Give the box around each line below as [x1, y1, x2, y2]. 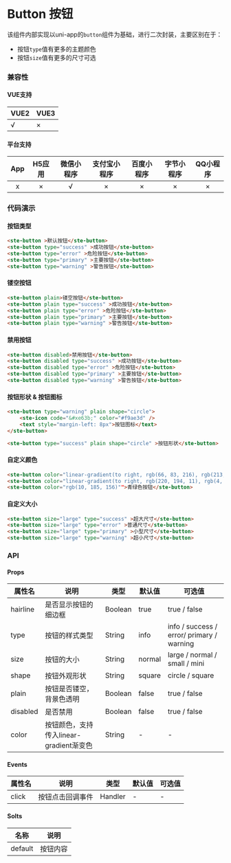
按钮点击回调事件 [38, 792, 94, 802]
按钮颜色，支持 [44, 720, 93, 730]
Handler [100, 792, 126, 801]
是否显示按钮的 [44, 600, 93, 609]
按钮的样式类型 [44, 631, 93, 640]
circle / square [167, 671, 214, 680]
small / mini [167, 659, 205, 669]
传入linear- [44, 730, 81, 740]
